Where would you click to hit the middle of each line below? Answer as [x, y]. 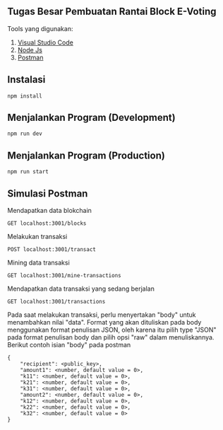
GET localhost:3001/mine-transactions [64, 276]
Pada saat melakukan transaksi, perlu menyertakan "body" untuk [102, 315]
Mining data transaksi [39, 263]
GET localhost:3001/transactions [56, 302]
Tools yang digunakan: [40, 28]
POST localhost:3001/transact [52, 250]
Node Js [30, 50]
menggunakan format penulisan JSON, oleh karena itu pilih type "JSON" [112, 330]
